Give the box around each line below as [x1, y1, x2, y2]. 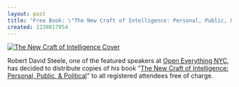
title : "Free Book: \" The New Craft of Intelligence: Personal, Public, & [7, 17, 234, 24]
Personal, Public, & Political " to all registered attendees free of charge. [7, 71, 213, 80]
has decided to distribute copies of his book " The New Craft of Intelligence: [7, 64, 229, 73]
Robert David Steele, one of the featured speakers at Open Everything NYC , [7, 57, 230, 65]
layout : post [7, 10, 46, 18]
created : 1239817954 [7, 23, 69, 30]
